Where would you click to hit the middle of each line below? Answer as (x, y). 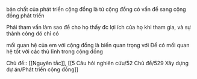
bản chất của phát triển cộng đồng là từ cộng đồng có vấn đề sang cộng (96, 9)
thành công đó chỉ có (33, 34)
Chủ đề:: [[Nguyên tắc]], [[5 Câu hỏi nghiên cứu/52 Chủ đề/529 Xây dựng (97, 63)
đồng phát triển (25, 16)
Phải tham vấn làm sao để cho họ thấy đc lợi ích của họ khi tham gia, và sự (98, 27)
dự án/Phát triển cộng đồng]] (42, 69)
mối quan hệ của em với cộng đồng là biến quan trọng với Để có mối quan (98, 45)
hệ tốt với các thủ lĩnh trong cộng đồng (55, 51)
